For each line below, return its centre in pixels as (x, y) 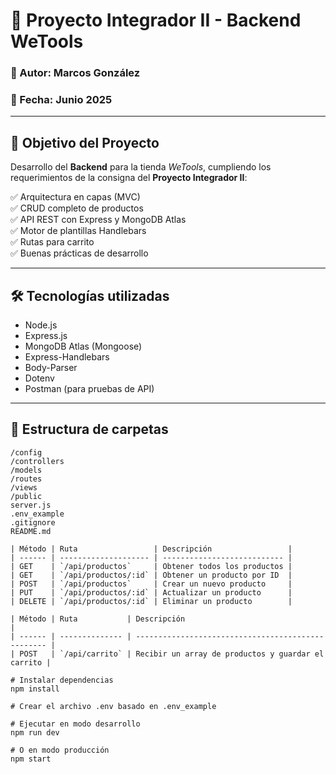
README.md (31, 531)
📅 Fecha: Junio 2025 (61, 100)
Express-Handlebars (67, 357)
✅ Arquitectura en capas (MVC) (75, 197)
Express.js (46, 336)
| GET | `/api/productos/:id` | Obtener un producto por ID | (151, 575)
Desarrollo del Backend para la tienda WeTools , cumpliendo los (141, 167)
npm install (35, 689)
